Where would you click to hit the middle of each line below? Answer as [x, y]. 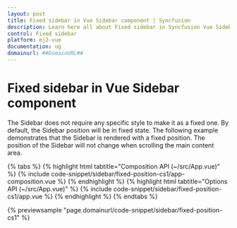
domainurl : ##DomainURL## [45, 54]
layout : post [26, 14]
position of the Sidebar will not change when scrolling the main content [111, 145]
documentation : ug [34, 47]
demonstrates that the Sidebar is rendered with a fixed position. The [107, 138]
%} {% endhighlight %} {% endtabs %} [101, 196]
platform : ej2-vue [34, 40]
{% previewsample [35, 210]
